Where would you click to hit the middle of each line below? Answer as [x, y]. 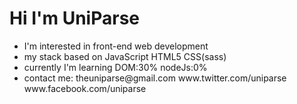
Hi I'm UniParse [74, 18]
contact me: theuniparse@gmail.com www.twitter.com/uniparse [155, 78]
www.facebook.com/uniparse [85, 88]
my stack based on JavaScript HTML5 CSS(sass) [125, 56]
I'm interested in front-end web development [116, 46]
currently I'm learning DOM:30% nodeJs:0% [115, 67]
